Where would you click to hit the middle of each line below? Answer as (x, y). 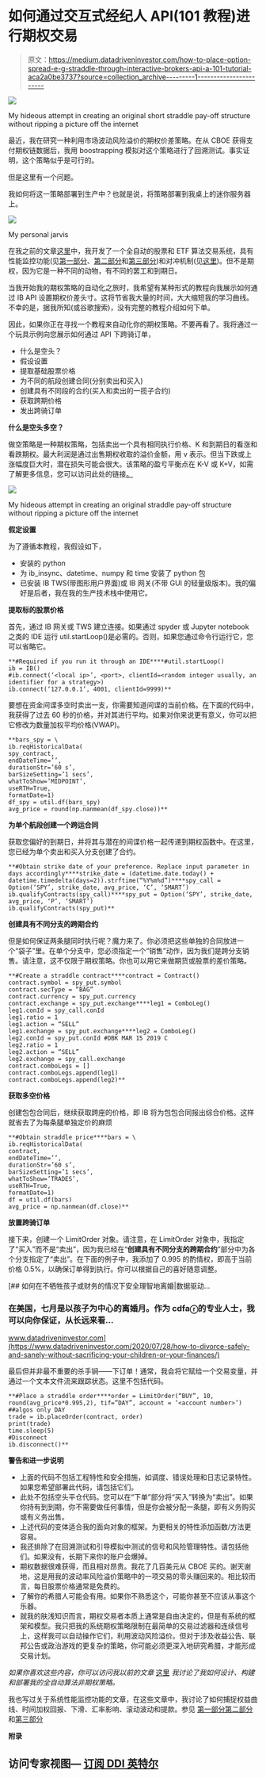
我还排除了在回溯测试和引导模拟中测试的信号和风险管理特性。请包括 (131, 1546)
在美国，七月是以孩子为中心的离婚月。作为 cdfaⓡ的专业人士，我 (131, 1308)
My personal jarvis (38, 234)
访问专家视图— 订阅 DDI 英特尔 (84, 1763)
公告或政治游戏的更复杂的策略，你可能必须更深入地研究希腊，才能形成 (141, 1646)
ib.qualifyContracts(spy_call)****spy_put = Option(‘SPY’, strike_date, (131, 894)
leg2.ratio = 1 (33, 1045)
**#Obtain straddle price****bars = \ (72, 1137)
